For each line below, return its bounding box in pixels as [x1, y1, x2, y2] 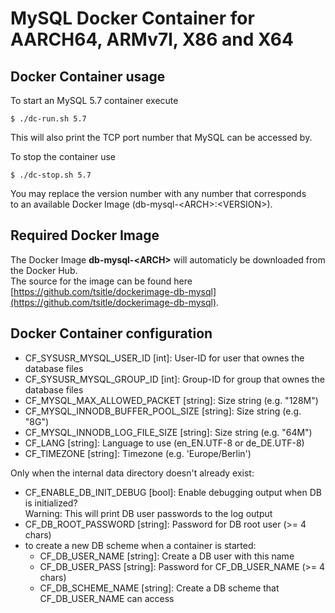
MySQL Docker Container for [10, 7, 255, 30]
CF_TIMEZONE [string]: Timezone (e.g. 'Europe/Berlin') [24, 447, 252, 459]
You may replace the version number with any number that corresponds [10, 188, 307, 199]
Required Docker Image [10, 227, 160, 244]
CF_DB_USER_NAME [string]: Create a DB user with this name [39, 550, 295, 562]
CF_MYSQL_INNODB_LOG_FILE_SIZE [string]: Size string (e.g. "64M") [24, 426, 313, 438]
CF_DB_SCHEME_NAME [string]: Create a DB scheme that [39, 582, 280, 594]
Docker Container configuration [10, 325, 213, 342]
